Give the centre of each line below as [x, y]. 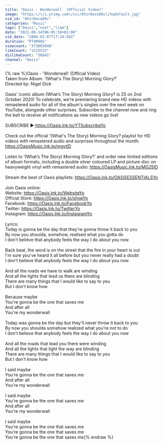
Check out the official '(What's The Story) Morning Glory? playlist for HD [78, 136]
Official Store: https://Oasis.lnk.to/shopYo [47, 198]
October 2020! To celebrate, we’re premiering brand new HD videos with [78, 100]
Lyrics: [12, 224]
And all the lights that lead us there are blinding [52, 276]
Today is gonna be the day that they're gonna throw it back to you [71, 229]
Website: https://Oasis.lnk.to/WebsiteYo [45, 193]
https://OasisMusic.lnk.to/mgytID [38, 146]
